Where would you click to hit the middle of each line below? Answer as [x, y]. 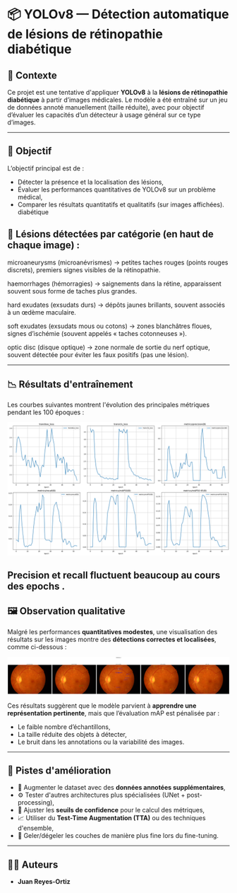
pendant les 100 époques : [46, 412]
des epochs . [36, 586]
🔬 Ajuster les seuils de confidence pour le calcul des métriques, [111, 810]
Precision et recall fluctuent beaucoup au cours [114, 575]
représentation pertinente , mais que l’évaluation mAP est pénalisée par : [114, 713]
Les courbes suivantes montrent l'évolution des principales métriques [109, 405]
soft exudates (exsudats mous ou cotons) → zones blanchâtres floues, [110, 326]
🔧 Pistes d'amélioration [59, 770]
